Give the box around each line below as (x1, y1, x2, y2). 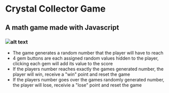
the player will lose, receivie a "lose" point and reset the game (12, 82, 142, 88)
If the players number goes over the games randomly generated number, (12, 76, 164, 82)
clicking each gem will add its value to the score (12, 60, 113, 66)
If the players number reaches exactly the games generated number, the (12, 66, 164, 72)
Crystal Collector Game (5, 3, 106, 15)
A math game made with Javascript (5, 23, 119, 32)
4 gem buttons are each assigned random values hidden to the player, (12, 55, 159, 61)
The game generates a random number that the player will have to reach (12, 50, 163, 56)
